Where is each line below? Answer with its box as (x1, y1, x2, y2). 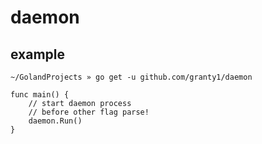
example (10, 46, 66, 63)
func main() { (10, 90, 70, 100)
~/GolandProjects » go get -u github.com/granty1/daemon (10, 72, 253, 82)
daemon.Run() (28, 116, 83, 126)
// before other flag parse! (28, 107, 150, 117)
